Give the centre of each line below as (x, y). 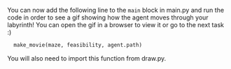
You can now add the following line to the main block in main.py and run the (116, 10)
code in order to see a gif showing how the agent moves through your (108, 17)
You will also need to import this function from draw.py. (87, 58)
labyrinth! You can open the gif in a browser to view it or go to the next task (115, 25)
